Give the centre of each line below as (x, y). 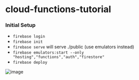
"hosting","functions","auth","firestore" (59, 57)
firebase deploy (30, 63)
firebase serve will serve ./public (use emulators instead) (73, 47)
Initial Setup (20, 25)
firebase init (28, 42)
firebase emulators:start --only (48, 53)
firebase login (29, 36)
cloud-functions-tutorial (58, 9)
